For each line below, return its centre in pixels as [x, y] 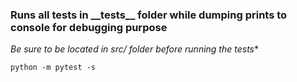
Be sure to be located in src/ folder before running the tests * [134, 49]
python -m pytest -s [53, 68]
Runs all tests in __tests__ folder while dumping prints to [149, 15]
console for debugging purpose [89, 27]
